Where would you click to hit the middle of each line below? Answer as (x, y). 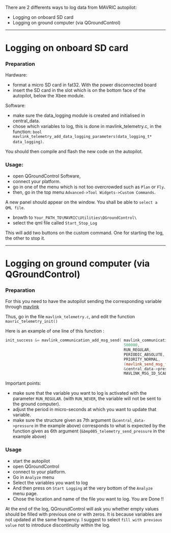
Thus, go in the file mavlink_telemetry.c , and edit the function (70, 317)
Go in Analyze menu (33, 477)
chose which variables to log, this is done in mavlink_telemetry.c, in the (87, 126)
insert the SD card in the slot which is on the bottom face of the (79, 90)
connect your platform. (37, 181)
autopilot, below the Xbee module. (49, 96)
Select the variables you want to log (50, 483)
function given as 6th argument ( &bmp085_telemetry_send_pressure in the (89, 431)
